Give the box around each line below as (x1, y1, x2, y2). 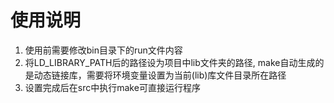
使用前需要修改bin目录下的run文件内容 (24, 44, 183, 56)
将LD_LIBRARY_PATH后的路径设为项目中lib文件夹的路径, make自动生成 (24, 56, 316, 68)
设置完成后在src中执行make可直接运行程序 (24, 81, 201, 93)
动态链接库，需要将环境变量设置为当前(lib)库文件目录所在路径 (33, 69, 287, 81)
